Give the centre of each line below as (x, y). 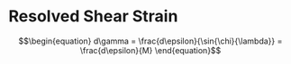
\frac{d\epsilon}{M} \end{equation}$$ (150, 50)
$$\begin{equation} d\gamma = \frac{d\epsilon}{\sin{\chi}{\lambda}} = (150, 41)
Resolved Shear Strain (93, 16)
